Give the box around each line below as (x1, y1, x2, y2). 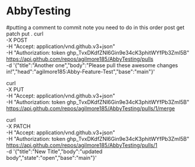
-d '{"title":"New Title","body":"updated (6, 147, 103, 155)
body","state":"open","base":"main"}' (6, 154, 97, 161)
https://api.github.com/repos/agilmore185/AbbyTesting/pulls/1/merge (6, 105, 175, 112)
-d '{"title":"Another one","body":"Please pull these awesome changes (6, 61, 178, 69)
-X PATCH (6, 122, 31, 130)
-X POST (6, 36, 28, 43)
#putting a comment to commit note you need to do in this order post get (6, 24, 185, 31)
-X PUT (6, 86, 24, 93)
